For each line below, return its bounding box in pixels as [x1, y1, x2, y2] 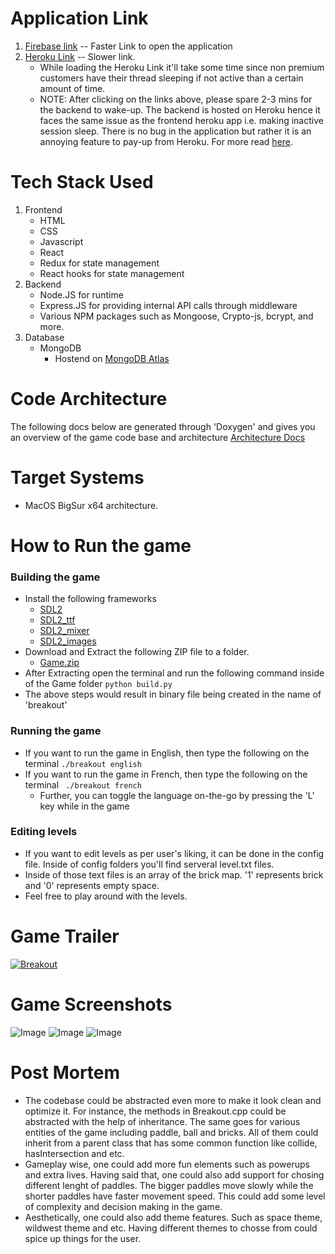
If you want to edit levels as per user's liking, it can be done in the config [24, 847, 325, 859]
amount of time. [39, 82, 106, 94]
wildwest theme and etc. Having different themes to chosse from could [24, 1222, 318, 1234]
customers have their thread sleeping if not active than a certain [39, 72, 304, 84]
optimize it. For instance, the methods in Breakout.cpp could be [24, 1105, 287, 1117]
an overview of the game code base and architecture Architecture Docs [10, 431, 306, 443]
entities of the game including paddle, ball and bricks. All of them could [24, 1126, 319, 1138]
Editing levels [10, 825, 78, 839]
